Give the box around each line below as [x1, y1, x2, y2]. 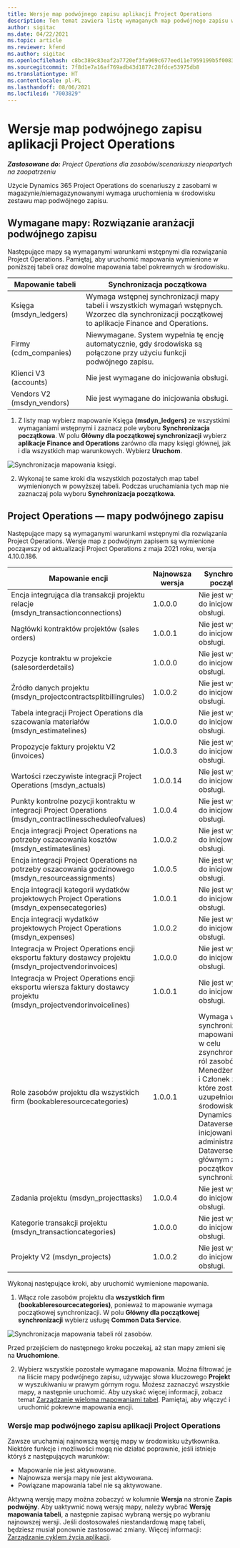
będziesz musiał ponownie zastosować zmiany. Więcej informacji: [7, 1525, 201, 1534]
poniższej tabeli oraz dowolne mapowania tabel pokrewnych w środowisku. [7, 262, 230, 271]
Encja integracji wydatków [11, 914, 99, 924]
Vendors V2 [11, 389, 51, 399]
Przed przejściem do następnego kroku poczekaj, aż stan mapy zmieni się [7, 1343, 226, 1351]
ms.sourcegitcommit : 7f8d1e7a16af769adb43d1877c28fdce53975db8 [7, 64, 200, 71]
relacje [11, 598, 34, 608]
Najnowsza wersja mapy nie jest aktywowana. [17, 1473, 154, 1482]
